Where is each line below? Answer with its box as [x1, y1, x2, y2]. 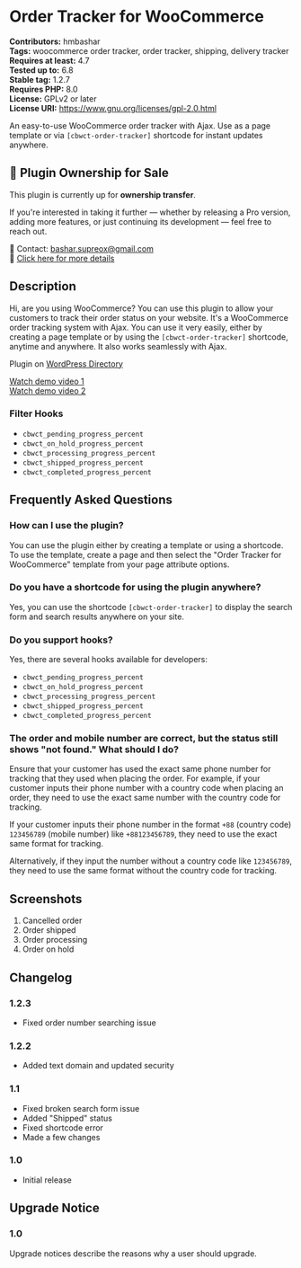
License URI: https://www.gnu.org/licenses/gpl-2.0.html [9, 102, 217, 113]
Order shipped [22, 925, 76, 935]
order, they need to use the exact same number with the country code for [9, 793, 281, 803]
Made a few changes [22, 1131, 101, 1142]
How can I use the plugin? [9, 519, 124, 532]
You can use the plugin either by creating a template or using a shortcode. [9, 539, 284, 550]
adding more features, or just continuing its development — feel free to [9, 216, 272, 226]
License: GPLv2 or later [9, 93, 97, 104]
